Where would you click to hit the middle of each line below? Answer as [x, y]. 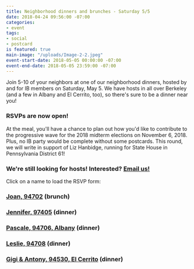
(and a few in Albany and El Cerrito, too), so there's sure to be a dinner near [97, 95]
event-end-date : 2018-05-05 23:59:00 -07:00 [61, 66]
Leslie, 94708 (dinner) [38, 243]
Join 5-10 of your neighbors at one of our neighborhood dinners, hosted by [96, 82]
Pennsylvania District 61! [36, 153]
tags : [13, 33]
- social [17, 39]
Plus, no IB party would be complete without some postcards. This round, [94, 141]
